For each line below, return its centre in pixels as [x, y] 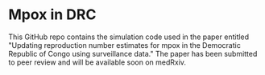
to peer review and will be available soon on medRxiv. [97, 62]
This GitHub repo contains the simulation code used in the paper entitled [129, 37]
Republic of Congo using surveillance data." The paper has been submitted [133, 53]
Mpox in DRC [52, 15]
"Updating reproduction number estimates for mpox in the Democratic [125, 45]
